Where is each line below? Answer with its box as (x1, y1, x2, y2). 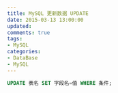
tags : (7, 36, 23, 42)
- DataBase (7, 55, 38, 62)
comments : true (7, 29, 50, 36)
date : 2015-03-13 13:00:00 (7, 16, 84, 23)
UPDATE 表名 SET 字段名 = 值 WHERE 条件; (7, 79, 113, 86)
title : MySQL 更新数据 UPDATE (7, 10, 89, 17)
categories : (7, 49, 41, 55)
